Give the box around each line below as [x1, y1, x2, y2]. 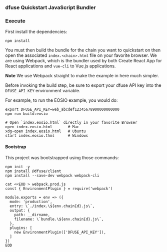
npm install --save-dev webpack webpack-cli [5, 173, 99, 178]
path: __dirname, [14, 213, 50, 218]
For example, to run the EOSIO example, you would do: [5, 97, 118, 103]
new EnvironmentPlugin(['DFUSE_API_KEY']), [14, 230, 106, 235]
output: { [9, 208, 30, 213]
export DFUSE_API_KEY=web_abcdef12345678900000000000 [5, 107, 120, 112]
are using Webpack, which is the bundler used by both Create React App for [5, 58, 162, 64]
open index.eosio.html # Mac [5, 124, 79, 130]
